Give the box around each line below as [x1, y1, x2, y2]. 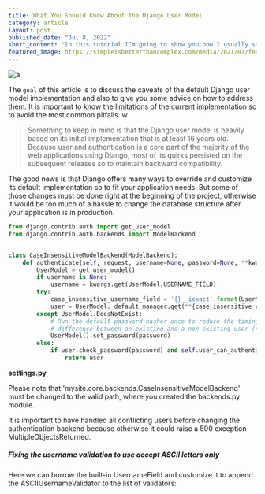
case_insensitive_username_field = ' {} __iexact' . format [50, 295, 238, 303]
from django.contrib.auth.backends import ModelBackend [8, 230, 196, 238]
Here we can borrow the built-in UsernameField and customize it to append [8, 470, 254, 479]
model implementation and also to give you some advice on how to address [8, 94, 254, 102]
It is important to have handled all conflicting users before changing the [8, 415, 241, 425]
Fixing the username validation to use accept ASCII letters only [8, 450, 220, 459]
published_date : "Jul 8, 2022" [8, 33, 111, 42]
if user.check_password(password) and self [50, 347, 196, 355]
